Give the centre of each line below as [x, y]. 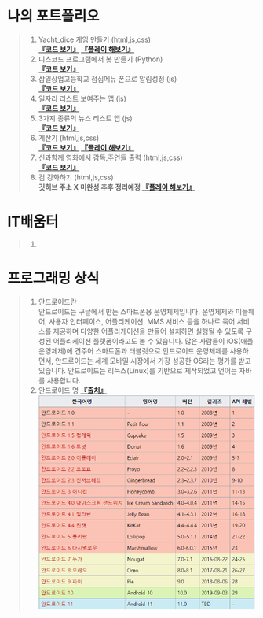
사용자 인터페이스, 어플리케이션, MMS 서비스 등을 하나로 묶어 [142, 321]
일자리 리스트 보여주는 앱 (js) [82, 98]
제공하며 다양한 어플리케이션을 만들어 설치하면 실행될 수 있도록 [148, 331]
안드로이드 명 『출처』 [73, 390]
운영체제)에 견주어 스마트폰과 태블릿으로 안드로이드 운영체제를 [133, 350]
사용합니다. [64, 380]
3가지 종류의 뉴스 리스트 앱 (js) [85, 118]
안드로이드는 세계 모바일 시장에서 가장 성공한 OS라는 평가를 [146, 361]
